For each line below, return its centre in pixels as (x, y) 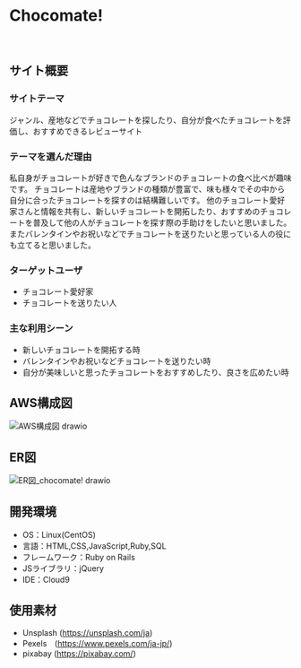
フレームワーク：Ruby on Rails (79, 557)
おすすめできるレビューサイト (88, 131)
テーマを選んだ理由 (51, 156)
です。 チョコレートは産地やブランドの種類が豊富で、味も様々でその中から (147, 188)
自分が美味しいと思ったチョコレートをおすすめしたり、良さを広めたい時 (155, 372)
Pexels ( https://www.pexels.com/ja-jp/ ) (97, 643)
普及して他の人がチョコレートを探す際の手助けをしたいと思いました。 (162, 222)
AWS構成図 (41, 403)
